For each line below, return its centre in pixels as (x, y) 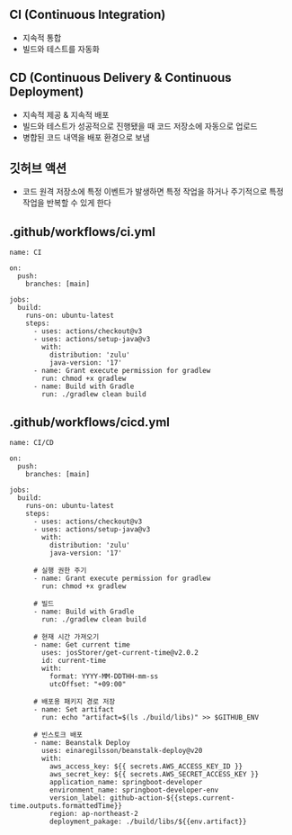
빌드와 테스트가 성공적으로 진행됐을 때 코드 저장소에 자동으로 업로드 (140, 126)
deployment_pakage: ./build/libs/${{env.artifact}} (148, 822)
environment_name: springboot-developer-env (134, 790)
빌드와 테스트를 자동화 (61, 49)
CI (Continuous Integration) (88, 15)
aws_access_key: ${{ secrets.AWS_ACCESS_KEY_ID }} (146, 767)
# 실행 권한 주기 (60, 571)
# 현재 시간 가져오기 (66, 637)
